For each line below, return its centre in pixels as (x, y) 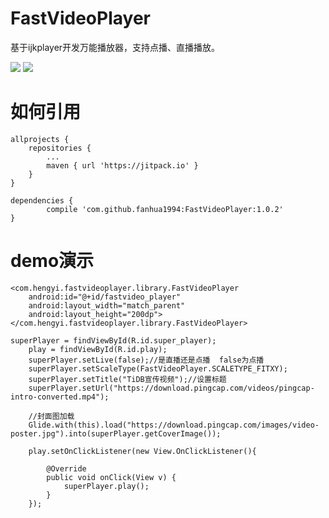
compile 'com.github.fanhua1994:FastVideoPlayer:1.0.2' (165, 209)
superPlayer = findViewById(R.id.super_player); (113, 340)
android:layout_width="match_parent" (107, 305)
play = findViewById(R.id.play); (98, 349)
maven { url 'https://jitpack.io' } (122, 165)
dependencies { (42, 200)
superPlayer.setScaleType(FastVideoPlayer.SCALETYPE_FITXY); (158, 368)
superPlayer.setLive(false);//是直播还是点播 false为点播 (146, 360)
